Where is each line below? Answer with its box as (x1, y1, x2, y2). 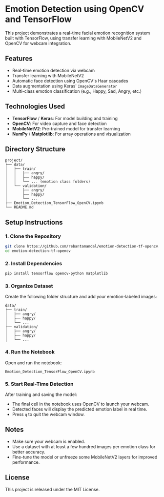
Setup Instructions (5, 218, 63, 227)
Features (5, 55, 33, 63)
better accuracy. (12, 449, 45, 455)
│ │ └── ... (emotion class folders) (5, 179, 91, 184)
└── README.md (5, 205, 34, 210)
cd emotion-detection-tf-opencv (5, 248, 71, 253)
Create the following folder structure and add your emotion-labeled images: (5, 294, 157, 300)
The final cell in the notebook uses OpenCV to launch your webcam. (12, 401, 150, 407)
